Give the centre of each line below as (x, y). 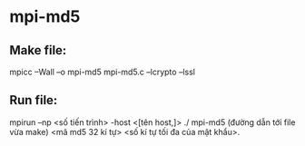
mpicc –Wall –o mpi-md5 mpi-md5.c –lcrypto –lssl (102, 72)
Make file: (38, 50)
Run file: (34, 100)
